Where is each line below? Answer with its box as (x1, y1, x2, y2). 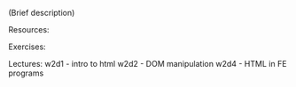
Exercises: (8, 41, 46, 52)
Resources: (8, 25, 50, 34)
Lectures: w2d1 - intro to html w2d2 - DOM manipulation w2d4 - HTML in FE (8, 59, 287, 69)
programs (8, 68, 44, 78)
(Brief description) (8, 8, 75, 18)
